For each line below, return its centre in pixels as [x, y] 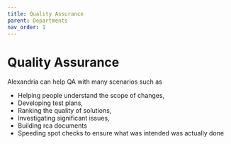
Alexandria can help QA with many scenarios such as [85, 82]
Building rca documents [52, 126]
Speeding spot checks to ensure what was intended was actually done [121, 133]
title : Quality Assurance [45, 14]
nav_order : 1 [27, 27]
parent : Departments [38, 21]
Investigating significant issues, [63, 118]
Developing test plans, [50, 103]
